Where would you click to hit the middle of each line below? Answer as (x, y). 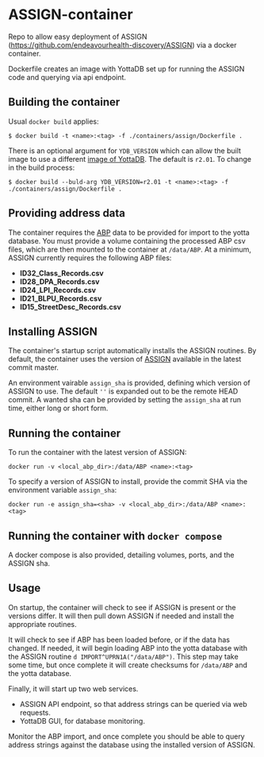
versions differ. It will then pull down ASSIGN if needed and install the (121, 616)
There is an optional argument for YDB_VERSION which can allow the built (125, 150)
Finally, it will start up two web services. (73, 689)
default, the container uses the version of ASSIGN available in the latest (125, 359)
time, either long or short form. (58, 408)
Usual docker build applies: (54, 121)
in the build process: (42, 167)
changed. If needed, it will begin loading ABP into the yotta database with (128, 647)
